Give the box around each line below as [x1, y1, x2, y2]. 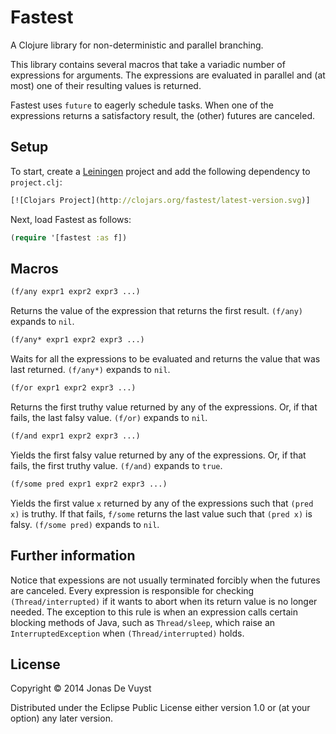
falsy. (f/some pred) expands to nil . [10, 518, 160, 530]
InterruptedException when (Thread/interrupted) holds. [10, 627, 245, 639]
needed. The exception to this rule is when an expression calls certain [10, 606, 299, 618]
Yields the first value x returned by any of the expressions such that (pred [10, 497, 314, 509]
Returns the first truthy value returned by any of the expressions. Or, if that [10, 401, 318, 413]
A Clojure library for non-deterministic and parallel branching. [10, 39, 264, 51]
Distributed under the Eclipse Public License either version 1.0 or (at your [10, 702, 311, 714]
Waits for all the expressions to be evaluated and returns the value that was [10, 353, 321, 365]
